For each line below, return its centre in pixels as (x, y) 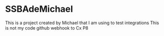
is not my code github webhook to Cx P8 (47, 28)
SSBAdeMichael (39, 9)
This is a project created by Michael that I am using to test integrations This (82, 23)
